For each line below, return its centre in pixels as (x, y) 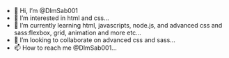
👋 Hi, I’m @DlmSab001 (46, 11)
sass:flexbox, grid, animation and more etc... (77, 32)
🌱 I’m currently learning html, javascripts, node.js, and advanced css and (118, 25)
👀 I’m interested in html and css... (61, 18)
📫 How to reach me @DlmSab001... (65, 48)
